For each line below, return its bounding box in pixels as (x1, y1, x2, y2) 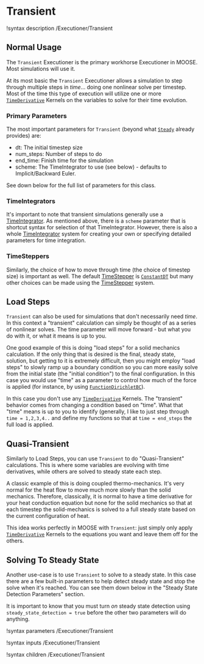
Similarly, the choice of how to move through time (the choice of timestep (6, 266, 191, 273)
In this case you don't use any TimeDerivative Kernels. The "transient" (6, 395, 183, 402)
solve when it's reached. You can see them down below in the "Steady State (6, 584, 198, 591)
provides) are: (6, 132, 41, 139)
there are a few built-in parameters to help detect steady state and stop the (6, 578, 195, 585)
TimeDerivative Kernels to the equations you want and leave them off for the (6, 531, 199, 538)
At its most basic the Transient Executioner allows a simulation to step (6, 76, 183, 84)
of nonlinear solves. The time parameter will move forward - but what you (6, 326, 191, 333)
